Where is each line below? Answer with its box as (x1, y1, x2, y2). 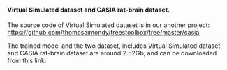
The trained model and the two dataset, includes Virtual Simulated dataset (7, 42, 221, 50)
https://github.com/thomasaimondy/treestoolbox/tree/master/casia (7, 28, 200, 37)
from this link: (7, 56, 47, 65)
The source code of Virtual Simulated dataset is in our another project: (7, 21, 210, 29)
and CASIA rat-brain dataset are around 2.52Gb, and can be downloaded (7, 49, 217, 58)
